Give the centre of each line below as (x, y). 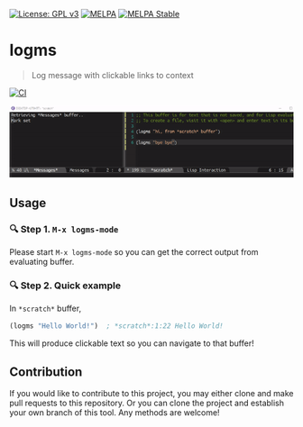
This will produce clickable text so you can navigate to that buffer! (132, 343)
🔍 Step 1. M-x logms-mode (64, 229)
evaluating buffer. (42, 262)
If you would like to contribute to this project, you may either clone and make (151, 394)
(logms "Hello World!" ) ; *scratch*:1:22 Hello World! (116, 326)
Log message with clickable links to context (112, 75)
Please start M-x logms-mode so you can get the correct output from (134, 252)
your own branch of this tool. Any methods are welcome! (115, 413)
